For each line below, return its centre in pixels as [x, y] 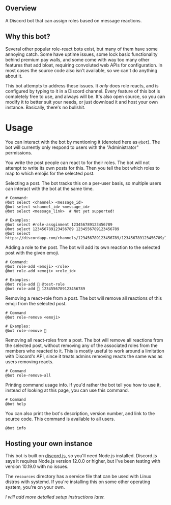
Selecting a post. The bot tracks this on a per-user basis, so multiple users [83, 183]
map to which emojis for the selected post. [50, 173]
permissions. [19, 152]
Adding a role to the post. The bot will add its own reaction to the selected [83, 247]
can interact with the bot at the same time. [50, 188]
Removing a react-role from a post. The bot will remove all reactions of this [84, 298]
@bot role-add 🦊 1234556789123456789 [45, 289]
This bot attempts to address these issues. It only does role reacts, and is [82, 85]
